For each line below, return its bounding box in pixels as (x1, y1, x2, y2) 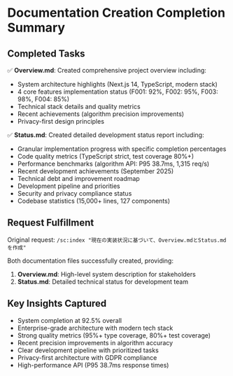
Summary (7, 20, 65, 36)
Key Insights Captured (7, 298, 107, 310)
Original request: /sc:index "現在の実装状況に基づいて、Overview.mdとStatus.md (7, 236, 227, 244)
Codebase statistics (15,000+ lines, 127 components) (17, 197, 170, 205)
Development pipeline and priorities (17, 182, 120, 190)
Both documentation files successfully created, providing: (7, 256, 174, 265)
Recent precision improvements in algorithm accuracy (17, 338, 174, 347)
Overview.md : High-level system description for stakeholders (17, 270, 196, 278)
